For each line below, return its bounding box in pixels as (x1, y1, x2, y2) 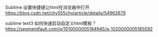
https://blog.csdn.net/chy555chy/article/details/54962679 (5, 10, 126, 16)
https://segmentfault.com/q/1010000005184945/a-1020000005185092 (5, 26, 153, 31)
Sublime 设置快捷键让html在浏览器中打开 (5, 4, 90, 10)
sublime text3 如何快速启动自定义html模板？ (5, 20, 97, 26)
